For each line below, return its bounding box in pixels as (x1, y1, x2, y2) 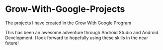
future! (5, 40, 19, 46)
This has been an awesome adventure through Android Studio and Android (5, 29, 159, 35)
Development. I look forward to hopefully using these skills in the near (5, 35, 148, 41)
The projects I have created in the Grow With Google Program (5, 20, 132, 26)
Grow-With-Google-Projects (5, 3, 125, 15)
